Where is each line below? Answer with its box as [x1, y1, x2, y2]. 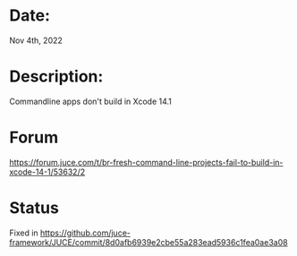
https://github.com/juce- [39, 227, 132, 238]
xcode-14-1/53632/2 [9, 166, 86, 177]
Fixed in [9, 227, 38, 238]
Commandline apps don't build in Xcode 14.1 [9, 96, 173, 107]
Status [9, 198, 60, 218]
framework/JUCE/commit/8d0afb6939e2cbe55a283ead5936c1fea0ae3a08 [9, 236, 288, 247]
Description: [9, 66, 104, 87]
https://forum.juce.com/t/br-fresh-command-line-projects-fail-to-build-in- [9, 157, 284, 167]
